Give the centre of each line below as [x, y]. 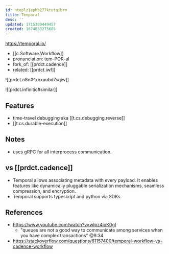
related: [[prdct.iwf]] [34, 70]
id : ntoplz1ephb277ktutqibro [36, 10]
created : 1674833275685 [31, 29]
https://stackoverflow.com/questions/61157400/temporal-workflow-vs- [87, 241]
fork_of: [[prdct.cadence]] [40, 64]
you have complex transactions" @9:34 [62, 236]
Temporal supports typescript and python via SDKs [67, 196]
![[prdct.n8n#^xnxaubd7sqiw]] [37, 80]
